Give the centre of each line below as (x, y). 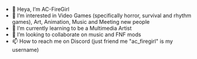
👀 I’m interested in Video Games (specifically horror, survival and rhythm (102, 15)
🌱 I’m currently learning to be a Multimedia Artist (72, 28)
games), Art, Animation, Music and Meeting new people (81, 22)
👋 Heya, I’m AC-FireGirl (41, 9)
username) (25, 50)
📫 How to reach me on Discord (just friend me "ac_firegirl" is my (92, 41)
